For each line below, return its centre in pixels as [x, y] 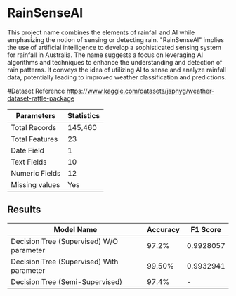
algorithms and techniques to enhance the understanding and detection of [115, 62]
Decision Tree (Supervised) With [65, 262]
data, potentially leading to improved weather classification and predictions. [117, 77]
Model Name [76, 229]
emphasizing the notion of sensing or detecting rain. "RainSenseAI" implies [116, 39]
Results [24, 210]
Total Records [34, 127]
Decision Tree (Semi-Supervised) [67, 281]
